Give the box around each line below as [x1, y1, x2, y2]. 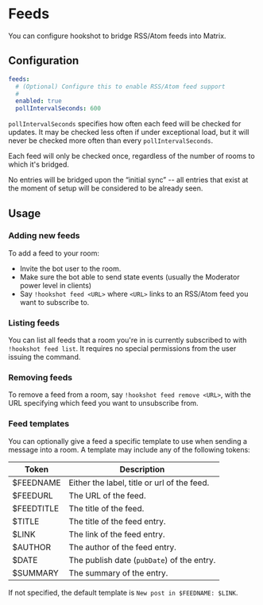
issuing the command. [8, 353, 81, 362]
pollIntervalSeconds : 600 [15, 105, 102, 113]
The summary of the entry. [68, 567, 168, 578]
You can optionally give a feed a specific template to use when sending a [8, 436, 248, 445]
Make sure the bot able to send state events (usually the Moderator [19, 272, 240, 282]
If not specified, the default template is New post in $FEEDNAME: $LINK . [8, 588, 238, 597]
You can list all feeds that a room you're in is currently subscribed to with [8, 335, 247, 345]
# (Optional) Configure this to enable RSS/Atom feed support [15, 83, 226, 91]
